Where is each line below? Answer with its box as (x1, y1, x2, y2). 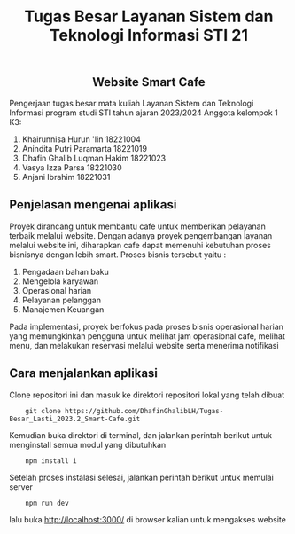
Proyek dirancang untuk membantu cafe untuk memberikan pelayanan (9, 221, 266, 232)
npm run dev (25, 499, 69, 507)
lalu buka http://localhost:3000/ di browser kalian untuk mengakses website (9, 514, 286, 524)
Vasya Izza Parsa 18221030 (21, 162, 122, 173)
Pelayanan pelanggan (21, 294, 102, 305)
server (9, 481, 34, 492)
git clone (25, 406, 62, 415)
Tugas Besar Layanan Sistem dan (24, 6, 274, 27)
